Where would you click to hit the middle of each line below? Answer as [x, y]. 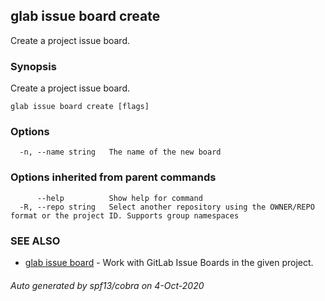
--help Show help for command [119, 198]
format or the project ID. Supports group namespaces [125, 215]
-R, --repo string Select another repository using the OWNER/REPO [167, 207]
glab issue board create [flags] [80, 107]
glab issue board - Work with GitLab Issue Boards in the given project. [169, 262]
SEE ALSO [35, 241]
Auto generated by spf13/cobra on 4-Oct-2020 [107, 285]
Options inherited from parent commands [113, 177]
